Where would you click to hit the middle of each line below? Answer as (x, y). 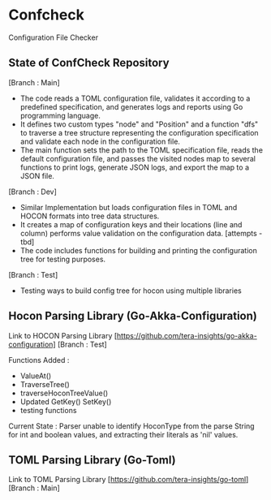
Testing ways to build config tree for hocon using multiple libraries (131, 291)
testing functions (48, 410)
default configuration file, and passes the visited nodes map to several (138, 158)
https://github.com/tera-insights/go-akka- (187, 335)
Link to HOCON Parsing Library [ (63, 335)
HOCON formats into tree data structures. (90, 216)
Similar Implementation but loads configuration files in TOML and (129, 207)
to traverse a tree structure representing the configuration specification (139, 132)
